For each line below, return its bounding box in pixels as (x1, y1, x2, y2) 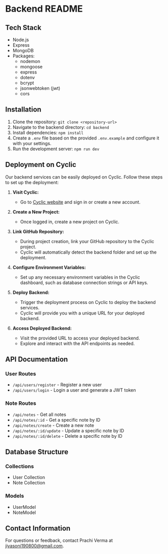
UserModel (12, 504, 36, 510)
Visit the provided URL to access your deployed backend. (20, 335, 140, 341)
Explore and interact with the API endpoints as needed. (20, 340, 135, 347)
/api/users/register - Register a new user (12, 382, 102, 388)
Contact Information (5, 524, 71, 533)
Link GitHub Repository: (12, 228, 64, 234)
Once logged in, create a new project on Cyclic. (20, 219, 120, 225)
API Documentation (5, 355, 68, 364)
